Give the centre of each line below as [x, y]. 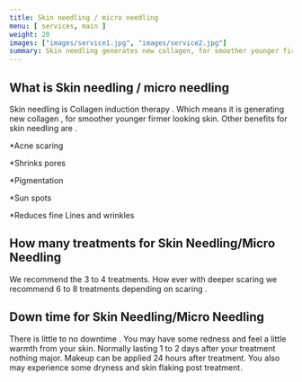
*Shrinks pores [37, 163]
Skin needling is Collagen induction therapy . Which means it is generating [147, 109]
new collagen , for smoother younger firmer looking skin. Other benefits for [148, 119]
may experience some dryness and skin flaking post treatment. [126, 367]
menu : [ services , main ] [58, 26]
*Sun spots [31, 198]
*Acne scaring [36, 146]
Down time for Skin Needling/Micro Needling [137, 317]
